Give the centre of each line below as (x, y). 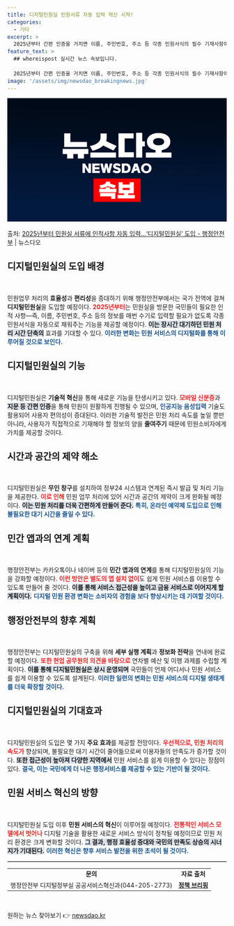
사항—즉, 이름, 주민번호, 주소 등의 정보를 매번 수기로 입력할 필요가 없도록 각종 (119, 315)
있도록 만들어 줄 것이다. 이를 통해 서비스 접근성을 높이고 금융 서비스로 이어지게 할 (116, 588)
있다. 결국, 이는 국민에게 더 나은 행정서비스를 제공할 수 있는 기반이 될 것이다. (109, 768)
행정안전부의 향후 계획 (52, 620)
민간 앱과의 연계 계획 (48, 538)
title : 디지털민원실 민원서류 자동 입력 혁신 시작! (70, 15)
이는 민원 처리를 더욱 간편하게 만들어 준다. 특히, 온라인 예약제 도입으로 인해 (122, 505)
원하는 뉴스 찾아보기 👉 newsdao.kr (56, 916)
